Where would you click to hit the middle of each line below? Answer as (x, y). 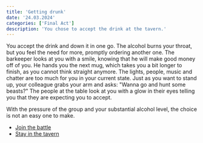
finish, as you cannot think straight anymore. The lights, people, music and (99, 72)
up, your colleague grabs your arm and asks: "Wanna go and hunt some (96, 85)
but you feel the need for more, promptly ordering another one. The (90, 53)
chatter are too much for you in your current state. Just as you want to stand (101, 78)
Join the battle (33, 127)
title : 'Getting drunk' (36, 12)
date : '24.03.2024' (31, 18)
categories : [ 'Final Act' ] (40, 23)
